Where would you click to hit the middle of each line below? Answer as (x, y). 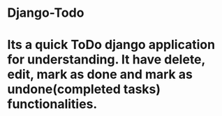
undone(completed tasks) (84, 89)
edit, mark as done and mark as (100, 74)
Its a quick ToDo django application (111, 45)
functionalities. (52, 104)
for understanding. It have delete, (106, 60)
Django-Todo (46, 13)
